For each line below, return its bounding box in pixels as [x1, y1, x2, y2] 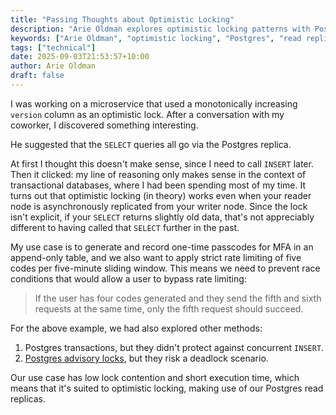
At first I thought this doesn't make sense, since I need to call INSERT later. [10, 157, 314, 170]
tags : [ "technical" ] [10, 42, 97, 53]
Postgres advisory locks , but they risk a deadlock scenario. [24, 352, 269, 364]
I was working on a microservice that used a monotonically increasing [10, 97, 298, 110]
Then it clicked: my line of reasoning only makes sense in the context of [10, 168, 307, 180]
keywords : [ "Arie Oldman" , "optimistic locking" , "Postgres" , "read [10, 33, 302, 43]
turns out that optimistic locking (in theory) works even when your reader [10, 189, 312, 201]
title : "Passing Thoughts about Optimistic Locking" [10, 14, 235, 25]
